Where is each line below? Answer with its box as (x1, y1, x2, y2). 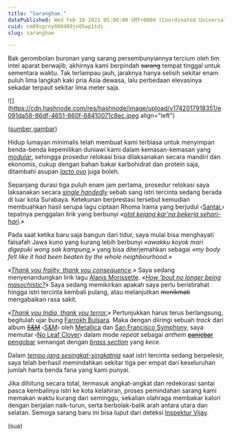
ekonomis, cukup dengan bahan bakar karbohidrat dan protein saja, (8, 160, 200, 169)
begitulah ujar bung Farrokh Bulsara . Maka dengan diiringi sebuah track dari (8, 316, 224, 324)
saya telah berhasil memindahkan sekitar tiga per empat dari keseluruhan (8, 359, 216, 367)
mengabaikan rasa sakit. (8, 295, 78, 304)
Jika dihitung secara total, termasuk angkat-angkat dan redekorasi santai (8, 380, 215, 388)
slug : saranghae (8, 29, 54, 37)
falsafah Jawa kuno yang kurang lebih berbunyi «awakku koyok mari (8, 238, 204, 247)
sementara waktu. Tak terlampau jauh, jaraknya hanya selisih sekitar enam (8, 69, 219, 77)
